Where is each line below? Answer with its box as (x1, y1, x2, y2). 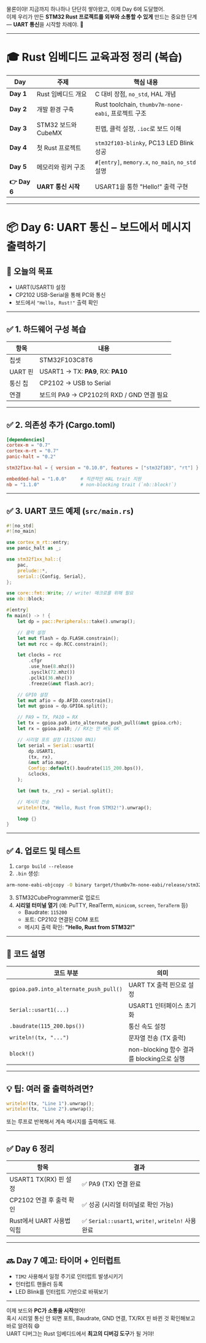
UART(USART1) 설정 (15, 283, 66, 291)
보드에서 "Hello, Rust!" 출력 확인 (15, 299, 98, 306)
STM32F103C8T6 (39, 355, 93, 364)
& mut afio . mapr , (28, 760, 70, 766)
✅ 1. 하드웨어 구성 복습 (6, 325, 86, 335)
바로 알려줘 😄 (6, 1322, 40, 1329)
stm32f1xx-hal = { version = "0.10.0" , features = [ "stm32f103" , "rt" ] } (6, 465, 199, 471)
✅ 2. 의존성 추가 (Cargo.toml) (6, 420, 115, 430)
